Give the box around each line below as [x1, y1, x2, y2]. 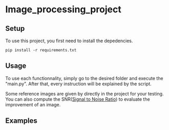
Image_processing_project [5, 4, 121, 15]
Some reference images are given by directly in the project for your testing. [5, 90, 164, 97]
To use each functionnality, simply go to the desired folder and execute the [5, 75, 163, 81]
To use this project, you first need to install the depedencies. [5, 38, 133, 44]
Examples [5, 117, 37, 125]
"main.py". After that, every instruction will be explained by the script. [5, 81, 152, 87]
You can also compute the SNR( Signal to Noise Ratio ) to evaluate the [5, 96, 150, 102]
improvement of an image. [5, 101, 61, 107]
